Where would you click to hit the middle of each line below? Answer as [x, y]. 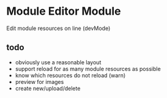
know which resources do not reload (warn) [70, 75]
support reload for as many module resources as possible [88, 69]
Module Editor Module [64, 11]
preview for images [39, 81]
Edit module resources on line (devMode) [58, 28]
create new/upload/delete [48, 88]
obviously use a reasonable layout [58, 62]
